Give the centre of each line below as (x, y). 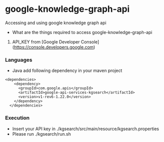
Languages (19, 60)
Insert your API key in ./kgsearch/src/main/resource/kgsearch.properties (86, 129)
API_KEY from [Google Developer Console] (56, 42)
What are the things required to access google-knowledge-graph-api (82, 32)
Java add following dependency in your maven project (67, 71)
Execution (17, 118)
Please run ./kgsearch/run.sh (41, 134)
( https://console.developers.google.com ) (54, 47)
